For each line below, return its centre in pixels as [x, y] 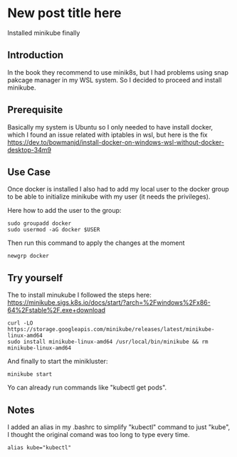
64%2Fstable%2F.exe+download [56, 310]
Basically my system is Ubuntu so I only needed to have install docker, [110, 127]
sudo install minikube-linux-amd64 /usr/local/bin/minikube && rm [108, 342]
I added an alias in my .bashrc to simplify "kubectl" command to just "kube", [119, 427]
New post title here [65, 13]
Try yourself [35, 278]
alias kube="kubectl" [39, 448]
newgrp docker [28, 256]
